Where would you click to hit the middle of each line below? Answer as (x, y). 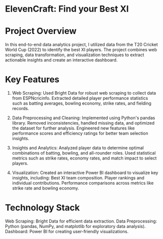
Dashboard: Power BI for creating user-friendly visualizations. (67, 231)
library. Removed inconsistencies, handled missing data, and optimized (83, 123)
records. (20, 109)
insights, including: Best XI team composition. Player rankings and (78, 178)
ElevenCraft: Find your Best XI (67, 9)
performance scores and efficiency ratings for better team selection (80, 133)
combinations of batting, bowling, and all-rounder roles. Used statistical (84, 153)
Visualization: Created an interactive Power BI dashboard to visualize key (85, 173)
